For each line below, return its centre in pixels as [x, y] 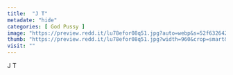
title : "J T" [28, 14]
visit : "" [21, 46]
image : [17, 33]
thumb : [17, 40]
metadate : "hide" [32, 20]
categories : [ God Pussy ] [46, 26]
